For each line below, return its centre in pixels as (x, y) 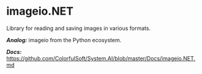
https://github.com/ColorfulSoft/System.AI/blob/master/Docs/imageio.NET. (101, 58)
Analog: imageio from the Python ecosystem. (64, 40)
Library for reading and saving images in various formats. (79, 28)
